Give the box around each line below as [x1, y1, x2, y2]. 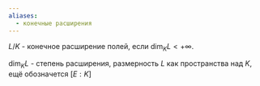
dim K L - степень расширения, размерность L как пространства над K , [8, 59, 253, 71]
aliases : [8, 11, 38, 20]
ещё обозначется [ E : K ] [8, 69, 92, 79]
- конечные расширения [15, 19, 92, 27]
